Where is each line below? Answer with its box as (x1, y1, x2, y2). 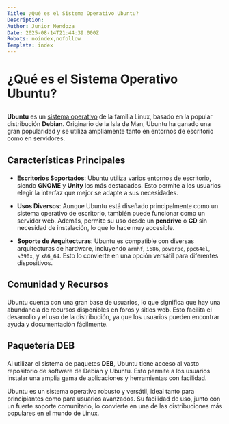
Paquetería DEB (7, 340, 75, 351)
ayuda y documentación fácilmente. (7, 320, 108, 328)
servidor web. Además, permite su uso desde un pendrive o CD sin (16, 216, 207, 225)
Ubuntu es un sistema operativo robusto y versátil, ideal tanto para (7, 388, 195, 396)
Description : (7, 16, 44, 23)
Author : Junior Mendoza (7, 23, 75, 29)
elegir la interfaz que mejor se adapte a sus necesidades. (16, 188, 179, 197)
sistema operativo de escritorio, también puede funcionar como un (16, 209, 205, 217)
